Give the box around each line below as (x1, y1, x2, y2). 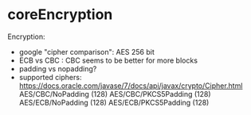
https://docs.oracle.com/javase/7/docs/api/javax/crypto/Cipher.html (18, 81, 243, 90)
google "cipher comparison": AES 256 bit (18, 47, 155, 56)
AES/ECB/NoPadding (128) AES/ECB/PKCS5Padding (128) (18, 98, 210, 107)
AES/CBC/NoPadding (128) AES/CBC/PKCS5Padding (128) (18, 89, 212, 98)
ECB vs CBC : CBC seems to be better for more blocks (18, 56, 198, 65)
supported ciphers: (18, 72, 82, 82)
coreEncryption (7, 6, 113, 24)
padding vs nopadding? (18, 63, 97, 73)
